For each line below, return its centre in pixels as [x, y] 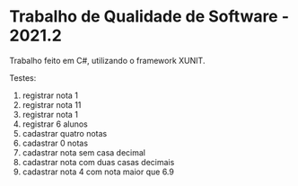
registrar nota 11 [52, 104]
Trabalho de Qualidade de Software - [149, 17]
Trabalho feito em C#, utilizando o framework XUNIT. [107, 60]
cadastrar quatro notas [65, 133]
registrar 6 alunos [55, 124]
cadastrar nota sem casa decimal [84, 152]
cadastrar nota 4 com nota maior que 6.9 [98, 172]
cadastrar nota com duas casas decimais [98, 162]
